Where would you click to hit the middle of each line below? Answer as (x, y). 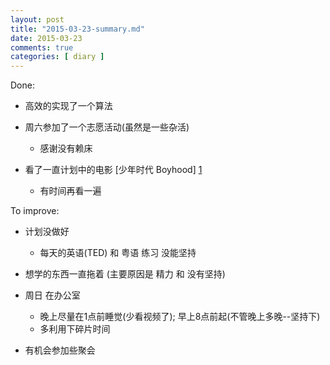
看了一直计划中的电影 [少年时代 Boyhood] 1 (113, 170)
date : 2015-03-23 (46, 38)
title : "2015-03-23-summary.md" (77, 29)
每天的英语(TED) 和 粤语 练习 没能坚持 (118, 253)
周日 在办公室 (52, 295)
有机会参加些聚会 (60, 350)
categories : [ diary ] (57, 57)
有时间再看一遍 (70, 191)
